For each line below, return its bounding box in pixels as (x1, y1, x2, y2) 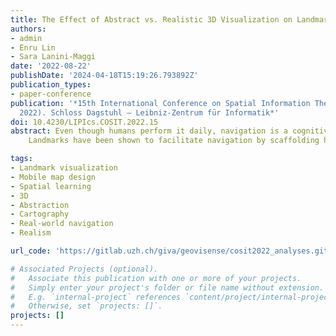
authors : (10, 24, 47, 34)
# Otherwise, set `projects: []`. (10, 301, 163, 311)
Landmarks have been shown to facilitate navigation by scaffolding (28, 136, 320, 146)
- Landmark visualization (10, 163, 118, 173)
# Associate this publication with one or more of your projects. (10, 273, 302, 283)
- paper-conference (10, 89, 92, 99)
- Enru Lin (10, 42, 56, 53)
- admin (10, 33, 43, 43)
